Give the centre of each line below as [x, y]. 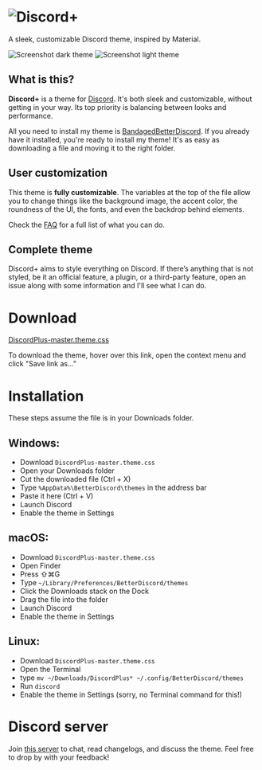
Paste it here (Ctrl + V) [57, 496]
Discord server [59, 727]
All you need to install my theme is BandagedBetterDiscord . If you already [129, 131]
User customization [58, 173]
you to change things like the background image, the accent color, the [123, 201]
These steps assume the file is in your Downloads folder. [101, 418]
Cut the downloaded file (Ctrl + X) [75, 479]
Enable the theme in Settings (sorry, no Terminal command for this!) [131, 694]
